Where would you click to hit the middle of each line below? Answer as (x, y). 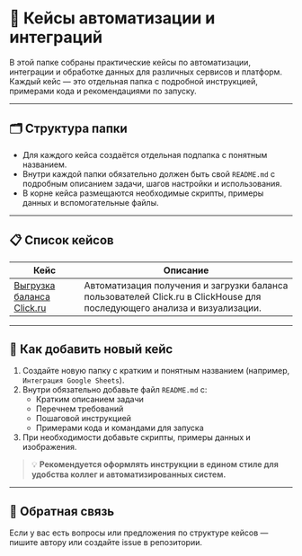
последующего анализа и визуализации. (173, 307)
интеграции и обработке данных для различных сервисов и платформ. (146, 72)
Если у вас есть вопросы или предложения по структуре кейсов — (139, 533)
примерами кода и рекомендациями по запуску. (103, 91)
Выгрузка (35, 285)
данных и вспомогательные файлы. (90, 202)
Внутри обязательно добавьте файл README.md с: (115, 390)
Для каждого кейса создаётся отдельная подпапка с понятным (145, 154)
